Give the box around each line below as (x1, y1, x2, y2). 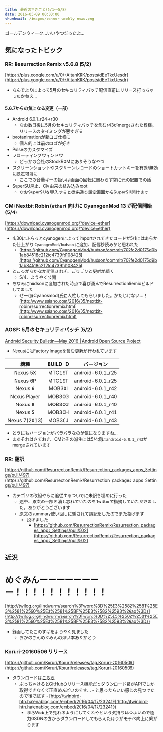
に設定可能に (12, 171, 38, 177)
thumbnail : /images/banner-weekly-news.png (5, 16, 95, 21)
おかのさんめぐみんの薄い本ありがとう (19, 635, 97, 641)
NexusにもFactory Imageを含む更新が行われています (12, 348, 117, 354)
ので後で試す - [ (19, 693, 51, 699)
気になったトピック (5, 46, 63, 54)
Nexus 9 (16, 401, 35, 407)
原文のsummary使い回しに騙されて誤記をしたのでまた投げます (19, 511, 145, 517)
